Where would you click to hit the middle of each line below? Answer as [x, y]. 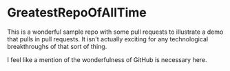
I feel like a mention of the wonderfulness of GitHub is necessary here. [107, 59]
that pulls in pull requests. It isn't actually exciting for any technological [108, 39]
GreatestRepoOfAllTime [77, 13]
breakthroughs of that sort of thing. [57, 46]
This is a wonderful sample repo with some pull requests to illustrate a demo [115, 32]
